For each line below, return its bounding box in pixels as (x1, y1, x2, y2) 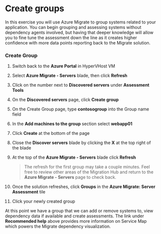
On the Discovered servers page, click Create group (12, 97, 119, 103)
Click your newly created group (12, 198, 75, 204)
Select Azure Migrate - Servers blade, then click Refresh (12, 73, 127, 79)
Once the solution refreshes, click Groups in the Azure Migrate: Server (12, 184, 156, 190)
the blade (12, 145, 32, 151)
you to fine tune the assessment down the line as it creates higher (5, 35, 137, 41)
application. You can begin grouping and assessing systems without (5, 24, 142, 30)
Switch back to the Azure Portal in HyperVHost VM (12, 63, 115, 69)
